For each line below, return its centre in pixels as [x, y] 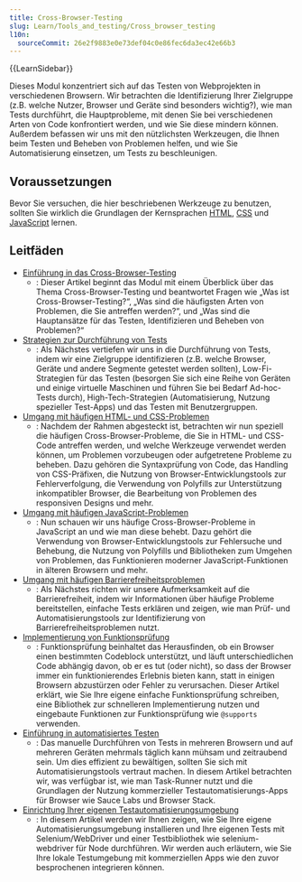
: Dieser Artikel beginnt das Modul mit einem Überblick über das [155, 282]
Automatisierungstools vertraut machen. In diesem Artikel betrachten [164, 771]
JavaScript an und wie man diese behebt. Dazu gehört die [144, 531]
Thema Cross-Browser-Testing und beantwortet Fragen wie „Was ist [163, 292]
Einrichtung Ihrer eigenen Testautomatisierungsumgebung [130, 810]
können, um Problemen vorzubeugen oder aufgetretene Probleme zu [164, 455]
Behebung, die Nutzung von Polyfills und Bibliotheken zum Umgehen [164, 551]
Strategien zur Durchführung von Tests [95, 339]
